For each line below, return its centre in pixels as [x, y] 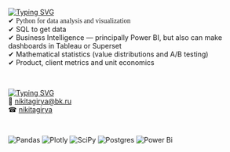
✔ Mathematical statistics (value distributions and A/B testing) [108, 54]
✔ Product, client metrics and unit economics [81, 62]
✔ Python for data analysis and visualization [69, 20]
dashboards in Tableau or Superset [65, 46]
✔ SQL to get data [37, 29]
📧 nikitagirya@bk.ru [40, 101]
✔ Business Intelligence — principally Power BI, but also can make [115, 38]
